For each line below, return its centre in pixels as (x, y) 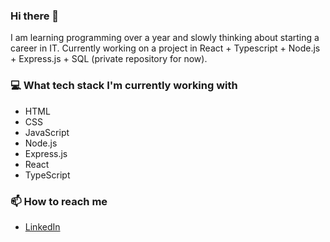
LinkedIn (42, 226)
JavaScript (47, 132)
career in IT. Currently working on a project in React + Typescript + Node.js (165, 48)
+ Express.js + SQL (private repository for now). (109, 59)
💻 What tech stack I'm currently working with (124, 86)
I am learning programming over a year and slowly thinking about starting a (165, 38)
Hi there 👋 (35, 16)
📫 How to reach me (59, 201)
